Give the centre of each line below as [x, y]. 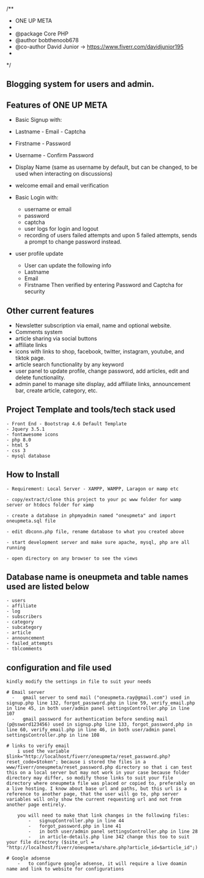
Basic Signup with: [38, 120]
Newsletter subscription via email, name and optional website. [93, 326]
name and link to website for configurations [65, 869]
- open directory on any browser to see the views [72, 558]
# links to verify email [38, 746]
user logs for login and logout [61, 229]
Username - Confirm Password [54, 155]
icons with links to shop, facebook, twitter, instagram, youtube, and [100, 352]
